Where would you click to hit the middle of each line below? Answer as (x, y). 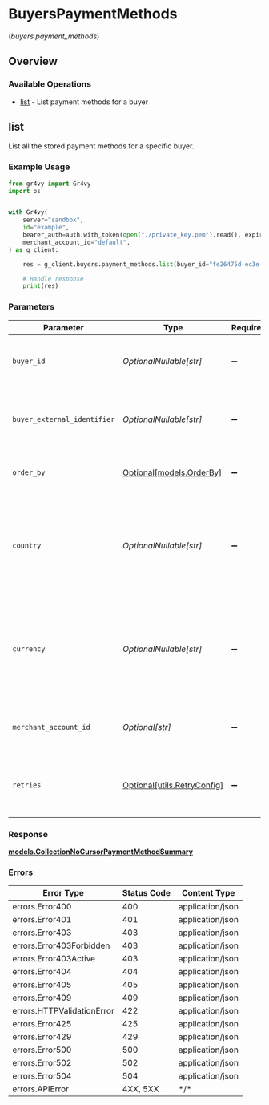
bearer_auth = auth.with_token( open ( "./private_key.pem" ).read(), (132, 235)
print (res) (41, 286)
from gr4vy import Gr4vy (50, 184)
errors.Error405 (42, 985)
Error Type (63, 893)
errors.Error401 (42, 920)
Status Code (146, 893)
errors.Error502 (42, 1063)
